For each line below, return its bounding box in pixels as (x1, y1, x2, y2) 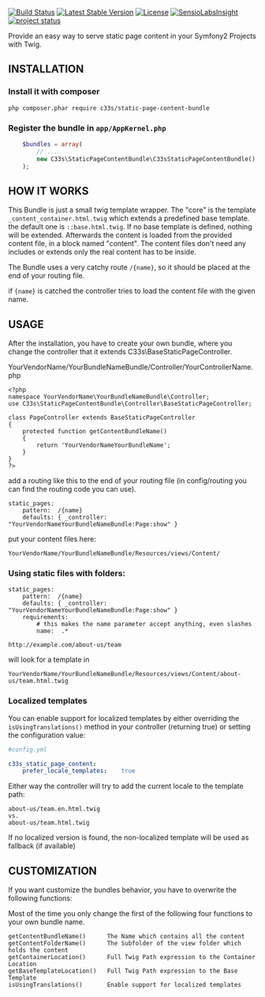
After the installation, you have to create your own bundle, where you (8, 338, 233, 348)
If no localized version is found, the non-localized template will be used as (8, 833, 249, 842)
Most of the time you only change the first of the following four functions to (8, 909, 253, 919)
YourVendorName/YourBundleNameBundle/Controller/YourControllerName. (8, 362, 254, 372)
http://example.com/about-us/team (8, 641, 122, 649)
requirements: (22, 614, 69, 621)
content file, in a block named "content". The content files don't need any (8, 239, 247, 248)
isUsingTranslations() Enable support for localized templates (8, 981, 242, 989)
